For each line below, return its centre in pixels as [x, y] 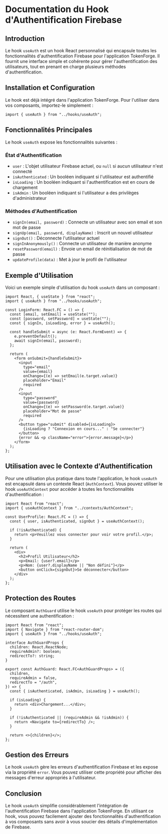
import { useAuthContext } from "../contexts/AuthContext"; [69, 508]
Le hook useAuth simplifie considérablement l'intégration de [67, 806]
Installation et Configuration [50, 88]
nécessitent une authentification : [40, 616]
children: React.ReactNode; [39, 647]
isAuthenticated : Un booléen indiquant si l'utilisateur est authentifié [83, 177]
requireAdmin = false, [33, 678]
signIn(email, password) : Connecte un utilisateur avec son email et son [87, 222]
